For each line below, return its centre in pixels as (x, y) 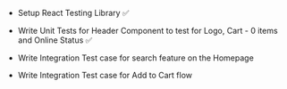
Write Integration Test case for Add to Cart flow (105, 75)
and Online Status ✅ (55, 40)
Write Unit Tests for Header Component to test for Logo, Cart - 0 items (148, 31)
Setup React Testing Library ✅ (73, 13)
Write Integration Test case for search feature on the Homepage (136, 58)
